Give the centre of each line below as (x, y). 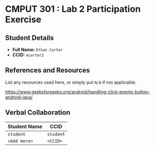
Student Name (25, 126)
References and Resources (48, 70)
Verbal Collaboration (38, 113)
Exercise (23, 19)
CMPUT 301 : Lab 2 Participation (73, 9)
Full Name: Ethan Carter (37, 50)
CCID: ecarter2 (28, 55)
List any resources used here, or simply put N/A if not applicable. (71, 82)
